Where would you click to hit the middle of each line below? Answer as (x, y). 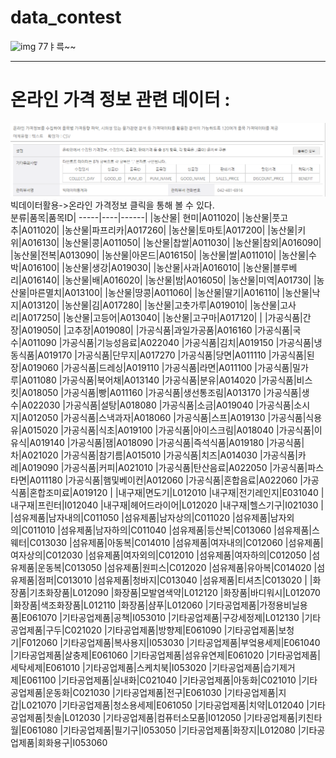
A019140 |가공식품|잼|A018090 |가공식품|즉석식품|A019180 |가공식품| (167, 443)
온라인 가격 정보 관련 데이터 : (120, 100)
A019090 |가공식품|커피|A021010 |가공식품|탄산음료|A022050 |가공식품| (164, 468)
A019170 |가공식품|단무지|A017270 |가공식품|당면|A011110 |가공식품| (172, 355)
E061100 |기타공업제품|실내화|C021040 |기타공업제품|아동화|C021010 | (161, 680)
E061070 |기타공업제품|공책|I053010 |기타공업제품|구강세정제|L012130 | (163, 618)
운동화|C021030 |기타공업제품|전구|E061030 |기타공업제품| (162, 693)
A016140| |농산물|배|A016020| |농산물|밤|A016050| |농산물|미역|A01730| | (169, 280)
